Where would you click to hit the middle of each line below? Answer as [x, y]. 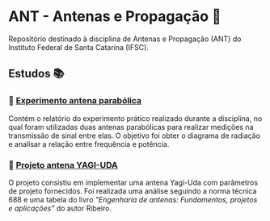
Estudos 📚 [36, 74]
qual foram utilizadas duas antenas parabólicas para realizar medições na [131, 127]
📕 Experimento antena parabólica [75, 101]
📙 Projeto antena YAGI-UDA [63, 165]
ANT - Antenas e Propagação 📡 [115, 17]
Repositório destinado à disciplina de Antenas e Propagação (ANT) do [125, 39]
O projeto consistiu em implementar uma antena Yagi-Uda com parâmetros [133, 182]
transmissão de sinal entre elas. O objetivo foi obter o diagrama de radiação [135, 136]
